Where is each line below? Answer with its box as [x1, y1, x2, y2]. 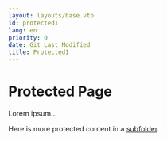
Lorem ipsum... [8, 109, 57, 118]
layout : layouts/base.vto [8, 11, 94, 20]
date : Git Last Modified [8, 41, 91, 49]
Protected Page [8, 82, 113, 101]
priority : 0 [8, 33, 48, 42]
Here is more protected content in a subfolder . [8, 124, 160, 133]
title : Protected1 [8, 48, 69, 56]
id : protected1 [8, 19, 59, 27]
